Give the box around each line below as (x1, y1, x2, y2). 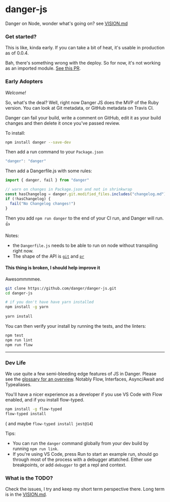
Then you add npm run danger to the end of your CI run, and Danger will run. (5, 215, 164, 221)
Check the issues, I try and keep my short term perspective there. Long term (5, 486, 165, 492)
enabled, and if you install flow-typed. (5, 396, 84, 402)
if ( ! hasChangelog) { (5, 196, 51, 201)
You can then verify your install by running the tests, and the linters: (5, 323, 146, 329)
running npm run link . (12, 446, 59, 452)
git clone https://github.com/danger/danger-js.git (5, 286, 116, 291)
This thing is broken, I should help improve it (5, 265, 100, 271)
